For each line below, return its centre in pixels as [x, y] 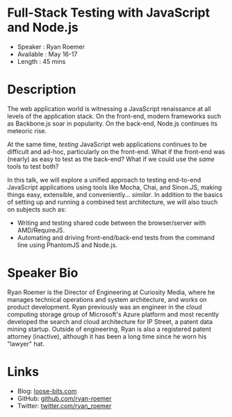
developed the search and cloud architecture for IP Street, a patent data [110, 321]
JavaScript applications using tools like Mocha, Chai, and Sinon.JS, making [115, 187]
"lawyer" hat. [26, 343]
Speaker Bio [43, 273]
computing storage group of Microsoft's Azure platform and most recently [113, 314]
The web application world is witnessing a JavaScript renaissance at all [109, 108]
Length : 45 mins [41, 61]
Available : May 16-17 [47, 54]
